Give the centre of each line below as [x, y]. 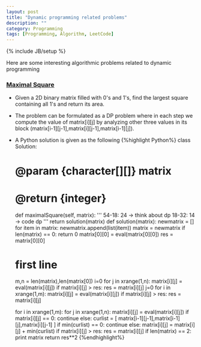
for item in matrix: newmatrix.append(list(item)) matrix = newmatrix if [100, 228]
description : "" [26, 23]
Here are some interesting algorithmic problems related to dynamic [89, 63]
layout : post [22, 12]
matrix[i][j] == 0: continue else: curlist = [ [66, 318]
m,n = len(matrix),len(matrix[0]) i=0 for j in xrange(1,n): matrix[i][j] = [99, 281]
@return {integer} [61, 198]
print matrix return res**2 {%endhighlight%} [70, 337]
